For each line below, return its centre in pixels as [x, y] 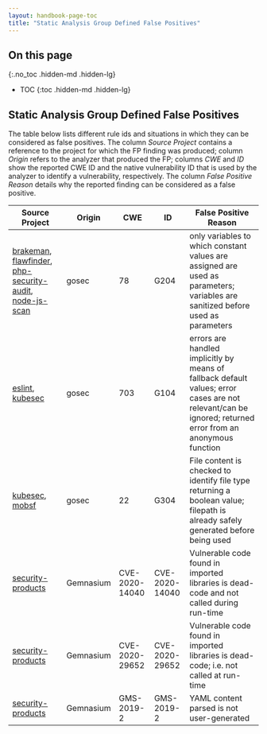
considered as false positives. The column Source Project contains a [120, 142]
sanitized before [220, 305]
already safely [216, 520]
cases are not [215, 398]
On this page [41, 55]
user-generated [220, 718]
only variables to [221, 236]
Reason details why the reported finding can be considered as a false [122, 184]
